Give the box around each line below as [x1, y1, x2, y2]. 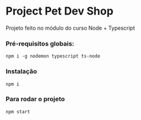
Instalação [5, 67, 37, 76]
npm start [5, 108, 31, 115]
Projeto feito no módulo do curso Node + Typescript [5, 24, 135, 32]
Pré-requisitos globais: [5, 39, 75, 48]
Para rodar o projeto [5, 95, 65, 104]
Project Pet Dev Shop [5, 4, 114, 18]
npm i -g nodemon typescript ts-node [5, 53, 101, 59]
